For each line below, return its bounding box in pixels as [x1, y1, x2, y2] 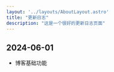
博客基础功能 [14, 59, 47, 67]
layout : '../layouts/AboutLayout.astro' [6, 8, 110, 15]
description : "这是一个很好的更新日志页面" [6, 20, 106, 26]
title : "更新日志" [6, 15, 49, 21]
